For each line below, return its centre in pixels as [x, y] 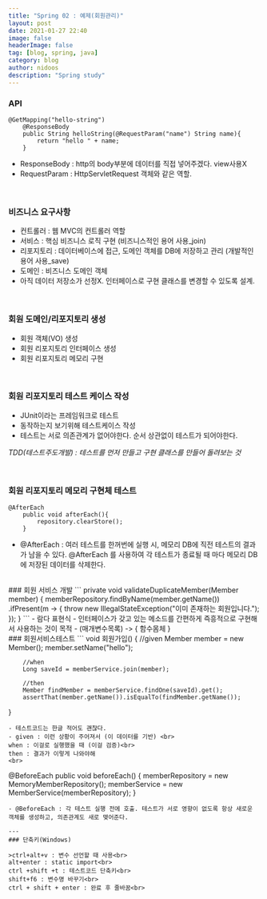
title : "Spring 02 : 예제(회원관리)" [66, 16]
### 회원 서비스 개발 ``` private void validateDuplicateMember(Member [124, 590]
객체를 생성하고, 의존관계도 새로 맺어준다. [68, 817]
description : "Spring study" [57, 75]
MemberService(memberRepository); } [72, 793]
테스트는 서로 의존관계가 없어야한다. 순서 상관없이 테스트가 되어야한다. [129, 435]
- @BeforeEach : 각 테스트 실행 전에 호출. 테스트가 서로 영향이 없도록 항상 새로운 [131, 809]
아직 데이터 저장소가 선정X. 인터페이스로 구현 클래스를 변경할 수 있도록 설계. [137, 281]
